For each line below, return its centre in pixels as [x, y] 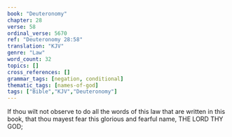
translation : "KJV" [36, 46]
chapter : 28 [25, 20]
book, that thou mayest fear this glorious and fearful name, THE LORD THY [115, 119]
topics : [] [23, 66]
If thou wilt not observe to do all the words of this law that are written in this [116, 112]
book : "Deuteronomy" [37, 14]
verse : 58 [22, 27]
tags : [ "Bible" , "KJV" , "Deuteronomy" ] [62, 92]
